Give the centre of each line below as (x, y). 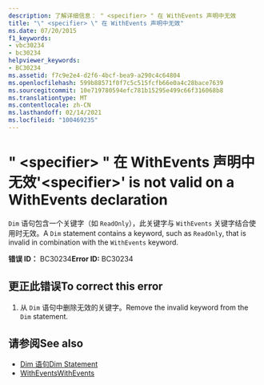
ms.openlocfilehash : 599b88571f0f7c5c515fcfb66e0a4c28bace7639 (116, 83)
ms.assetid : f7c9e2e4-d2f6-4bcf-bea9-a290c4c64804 (94, 75)
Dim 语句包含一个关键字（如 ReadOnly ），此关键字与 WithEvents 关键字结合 (129, 223)
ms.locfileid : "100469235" (53, 120)
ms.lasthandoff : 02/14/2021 (55, 113)
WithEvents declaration (88, 200)
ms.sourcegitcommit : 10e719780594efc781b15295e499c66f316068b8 (116, 90)
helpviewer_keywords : (44, 61)
